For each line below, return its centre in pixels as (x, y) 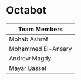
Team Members (41, 29)
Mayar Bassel (28, 68)
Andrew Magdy (30, 58)
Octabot (26, 10)
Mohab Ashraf (29, 39)
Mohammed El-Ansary (41, 49)
